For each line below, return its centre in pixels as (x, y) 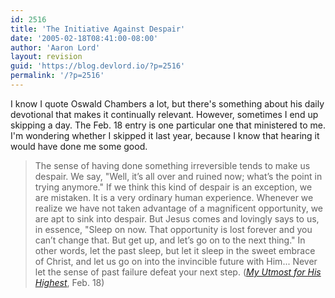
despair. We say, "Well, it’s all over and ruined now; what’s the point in (178, 176)
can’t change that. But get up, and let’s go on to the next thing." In (170, 240)
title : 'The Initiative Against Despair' (98, 29)
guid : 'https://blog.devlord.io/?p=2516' (98, 66)
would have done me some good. (79, 146)
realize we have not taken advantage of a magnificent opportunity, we (178, 208)
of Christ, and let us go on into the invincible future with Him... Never (176, 261)
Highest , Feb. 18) (69, 282)
